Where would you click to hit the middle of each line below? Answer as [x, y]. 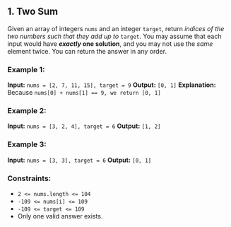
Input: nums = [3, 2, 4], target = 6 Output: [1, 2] [84, 126]
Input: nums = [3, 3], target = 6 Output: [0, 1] [79, 160]
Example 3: [27, 144]
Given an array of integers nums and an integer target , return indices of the [116, 28]
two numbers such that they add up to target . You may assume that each [114, 36]
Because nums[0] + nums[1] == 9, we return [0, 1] [84, 93]
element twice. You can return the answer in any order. [87, 51]
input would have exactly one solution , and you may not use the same [110, 43]
